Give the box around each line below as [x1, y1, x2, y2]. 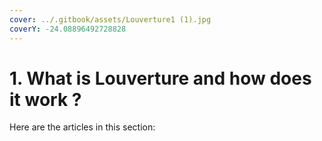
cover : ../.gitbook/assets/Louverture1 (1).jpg [9, 14, 212, 25]
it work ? [9, 88, 82, 111]
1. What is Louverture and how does [9, 67, 312, 90]
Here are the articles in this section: [9, 121, 156, 133]
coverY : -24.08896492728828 [9, 24, 127, 34]
